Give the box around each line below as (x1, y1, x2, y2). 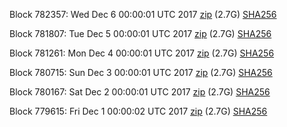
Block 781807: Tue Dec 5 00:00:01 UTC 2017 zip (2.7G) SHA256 (9, 28, 272, 39)
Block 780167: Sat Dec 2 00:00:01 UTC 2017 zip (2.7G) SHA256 (9, 86, 271, 98)
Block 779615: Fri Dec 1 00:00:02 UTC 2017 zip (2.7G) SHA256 (9, 105, 268, 117)
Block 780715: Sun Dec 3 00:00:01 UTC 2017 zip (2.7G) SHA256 (9, 67, 273, 78)
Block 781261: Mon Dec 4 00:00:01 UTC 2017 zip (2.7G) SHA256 (9, 47, 275, 59)
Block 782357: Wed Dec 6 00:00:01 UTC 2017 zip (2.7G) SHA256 (9, 9, 277, 20)
